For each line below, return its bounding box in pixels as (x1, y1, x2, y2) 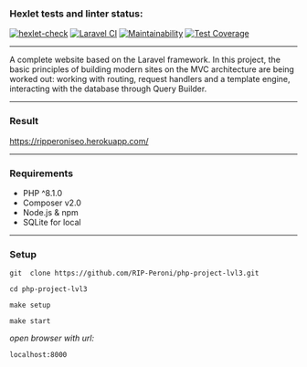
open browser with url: (9, 332, 95, 344)
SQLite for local (22, 216, 81, 227)
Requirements (9, 167, 74, 180)
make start (9, 317, 51, 326)
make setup (9, 300, 51, 310)
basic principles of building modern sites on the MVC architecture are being (9, 64, 295, 75)
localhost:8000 (9, 351, 68, 360)
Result (9, 115, 39, 128)
